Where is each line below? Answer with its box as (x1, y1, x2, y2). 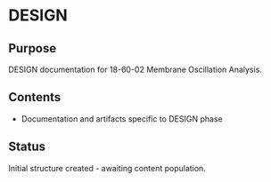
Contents (8, 90, 62, 105)
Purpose (8, 41, 57, 56)
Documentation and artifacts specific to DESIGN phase (21, 113, 224, 124)
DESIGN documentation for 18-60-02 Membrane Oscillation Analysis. (8, 64, 262, 75)
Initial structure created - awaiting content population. (8, 162, 206, 173)
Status (8, 139, 46, 154)
